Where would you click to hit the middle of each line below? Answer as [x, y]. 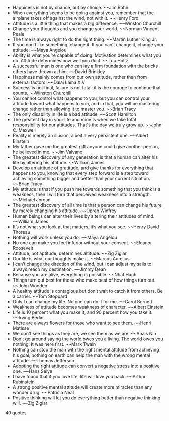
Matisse [21, 328]
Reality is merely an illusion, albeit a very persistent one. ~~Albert [80, 136]
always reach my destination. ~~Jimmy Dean [59, 269]
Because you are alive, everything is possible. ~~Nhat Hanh [74, 275]
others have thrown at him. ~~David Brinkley [59, 72]
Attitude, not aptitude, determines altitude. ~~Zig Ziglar [70, 253]
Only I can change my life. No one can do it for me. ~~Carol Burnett [82, 301]
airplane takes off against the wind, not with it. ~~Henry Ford [75, 18]
